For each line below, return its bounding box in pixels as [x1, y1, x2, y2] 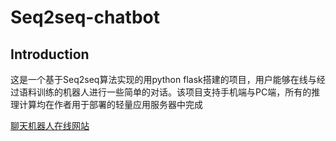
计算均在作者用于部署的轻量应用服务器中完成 [18, 99, 203, 110]
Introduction [10, 46, 90, 63]
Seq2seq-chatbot [10, 6, 160, 29]
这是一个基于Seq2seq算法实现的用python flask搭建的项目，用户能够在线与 [10, 74, 317, 85]
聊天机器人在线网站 [10, 120, 90, 131]
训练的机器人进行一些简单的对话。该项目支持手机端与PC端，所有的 [36, 86, 312, 98]
